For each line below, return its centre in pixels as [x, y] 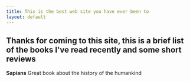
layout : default [26, 17]
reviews [21, 59]
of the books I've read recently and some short [94, 49]
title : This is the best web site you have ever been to [78, 11]
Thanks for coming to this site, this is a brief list [95, 41]
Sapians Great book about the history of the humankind [74, 73]
